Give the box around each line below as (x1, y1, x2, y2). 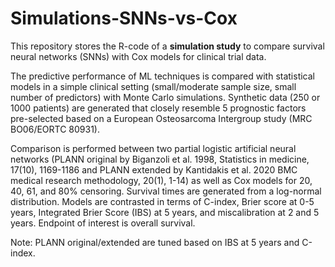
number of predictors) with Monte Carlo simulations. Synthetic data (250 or (10, 91, 321, 103)
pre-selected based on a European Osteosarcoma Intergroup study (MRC (10, 112, 313, 124)
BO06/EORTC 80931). (10, 123, 100, 135)
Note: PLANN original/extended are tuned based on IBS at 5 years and (10, 236, 300, 248)
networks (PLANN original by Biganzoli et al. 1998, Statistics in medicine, (10, 153, 310, 165)
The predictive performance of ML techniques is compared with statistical (10, 70, 315, 82)
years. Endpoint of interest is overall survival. (10, 217, 196, 229)
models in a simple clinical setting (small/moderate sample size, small (10, 80, 297, 92)
